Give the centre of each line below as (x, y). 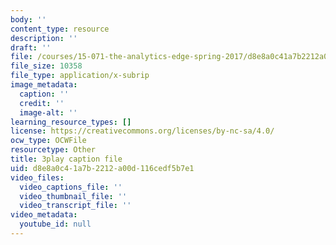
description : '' (44, 38)
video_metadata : (44, 215)
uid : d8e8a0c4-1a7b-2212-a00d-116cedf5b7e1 (102, 168)
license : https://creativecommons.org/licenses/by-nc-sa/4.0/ (142, 131)
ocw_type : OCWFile (48, 141)
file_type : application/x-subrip (80, 76)
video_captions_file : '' (71, 187)
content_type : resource (60, 29)
